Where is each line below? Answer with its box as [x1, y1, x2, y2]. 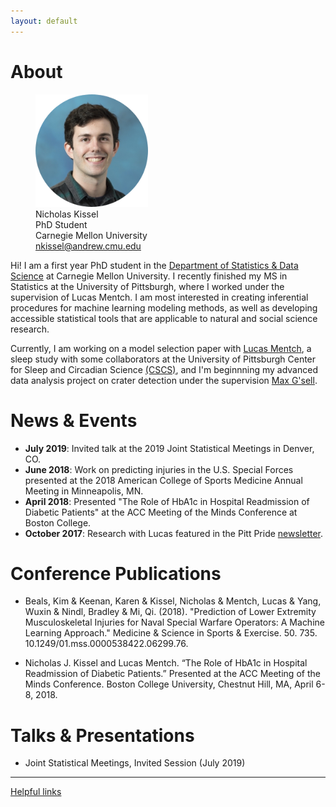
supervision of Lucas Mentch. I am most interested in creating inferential [10, 291, 309, 303]
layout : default [10, 16, 78, 26]
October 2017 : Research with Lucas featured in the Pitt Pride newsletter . [24, 527, 324, 539]
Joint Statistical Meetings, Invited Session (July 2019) [24, 757, 246, 769]
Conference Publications [10, 562, 222, 585]
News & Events [10, 409, 138, 432]
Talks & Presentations [10, 724, 195, 747]
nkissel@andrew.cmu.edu [35, 240, 142, 252]
